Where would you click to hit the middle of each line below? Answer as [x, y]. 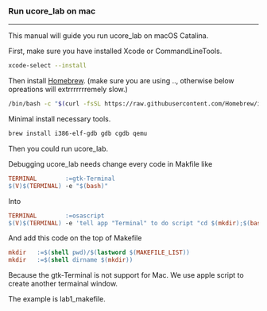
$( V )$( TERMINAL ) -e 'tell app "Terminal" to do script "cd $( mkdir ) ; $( [129, 223]
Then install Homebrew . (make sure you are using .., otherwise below [121, 81]
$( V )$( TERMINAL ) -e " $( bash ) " [58, 186]
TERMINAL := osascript [56, 216]
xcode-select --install [48, 66]
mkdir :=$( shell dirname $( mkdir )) [71, 260]
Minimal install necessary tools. [60, 119]
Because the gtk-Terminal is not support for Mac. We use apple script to [126, 275]
